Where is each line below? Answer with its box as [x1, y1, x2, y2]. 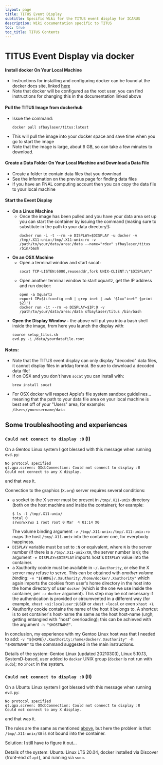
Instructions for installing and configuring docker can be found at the [12, 78, 150, 84]
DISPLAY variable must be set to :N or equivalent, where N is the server [12, 544, 152, 550]
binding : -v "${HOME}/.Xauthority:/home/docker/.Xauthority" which [12, 575, 150, 581]
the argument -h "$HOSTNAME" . [12, 621, 72, 627]
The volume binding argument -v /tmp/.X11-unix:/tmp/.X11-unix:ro [12, 528, 150, 534]
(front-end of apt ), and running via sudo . [5, 755, 85, 761]
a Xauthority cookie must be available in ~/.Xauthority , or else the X [12, 565, 150, 570]
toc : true [5, 25, 25, 30]
